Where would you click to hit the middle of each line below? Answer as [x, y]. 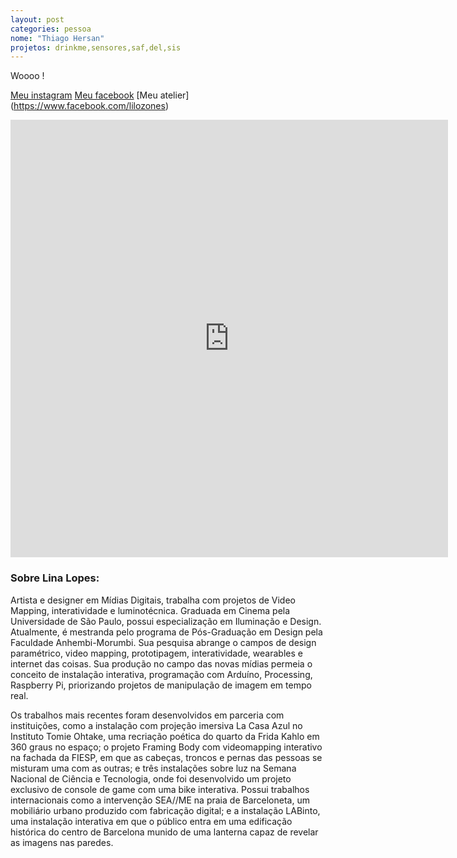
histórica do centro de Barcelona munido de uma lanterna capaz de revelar [164, 832]
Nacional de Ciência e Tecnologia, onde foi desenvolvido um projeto [151, 778]
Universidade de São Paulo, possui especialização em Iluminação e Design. [166, 621]
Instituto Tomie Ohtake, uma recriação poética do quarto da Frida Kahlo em [165, 736]
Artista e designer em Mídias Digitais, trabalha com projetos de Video [153, 600]
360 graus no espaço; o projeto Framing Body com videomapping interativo [166, 747]
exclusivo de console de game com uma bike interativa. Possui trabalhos [160, 789]
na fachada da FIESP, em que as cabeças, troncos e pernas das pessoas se [166, 757]
